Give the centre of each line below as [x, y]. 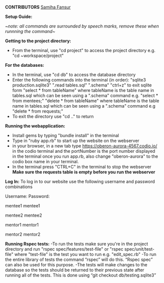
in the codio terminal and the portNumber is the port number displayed [84, 151]
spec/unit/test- [139, 249]
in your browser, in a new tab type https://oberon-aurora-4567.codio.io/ [85, 146]
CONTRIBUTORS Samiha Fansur [38, 7]
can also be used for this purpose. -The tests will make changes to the [76, 265]
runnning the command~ [30, 31]
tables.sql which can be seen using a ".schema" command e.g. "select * [85, 96]
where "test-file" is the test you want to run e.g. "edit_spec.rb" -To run [85, 254]
